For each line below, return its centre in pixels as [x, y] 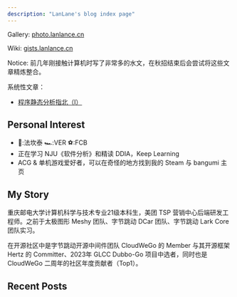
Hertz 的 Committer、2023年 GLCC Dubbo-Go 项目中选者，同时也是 [107, 254]
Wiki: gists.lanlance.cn [40, 48]
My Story [28, 194]
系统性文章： [26, 87]
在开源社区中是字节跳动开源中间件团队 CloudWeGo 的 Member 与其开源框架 [118, 246]
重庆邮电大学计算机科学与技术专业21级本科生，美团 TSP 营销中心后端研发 [115, 213]
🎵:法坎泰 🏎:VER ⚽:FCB [52, 142]
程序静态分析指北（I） [50, 102]
